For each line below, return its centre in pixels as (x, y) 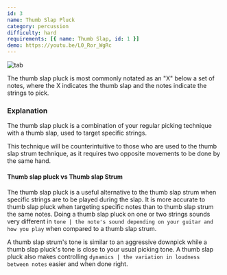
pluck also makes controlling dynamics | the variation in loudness (104, 256)
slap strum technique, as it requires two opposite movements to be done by (114, 154)
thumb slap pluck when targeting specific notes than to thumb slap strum (110, 206)
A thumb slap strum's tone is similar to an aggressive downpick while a (107, 242)
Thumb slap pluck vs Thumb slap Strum (65, 177)
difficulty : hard (32, 33)
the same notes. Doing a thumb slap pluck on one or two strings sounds (109, 214)
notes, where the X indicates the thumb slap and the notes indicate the (107, 86)
